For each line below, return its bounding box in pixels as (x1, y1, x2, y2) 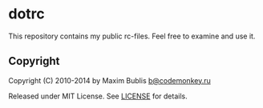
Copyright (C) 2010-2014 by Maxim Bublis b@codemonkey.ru (8, 75, 211, 85)
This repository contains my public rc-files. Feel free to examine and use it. (8, 31, 256, 41)
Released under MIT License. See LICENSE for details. (8, 91, 188, 101)
